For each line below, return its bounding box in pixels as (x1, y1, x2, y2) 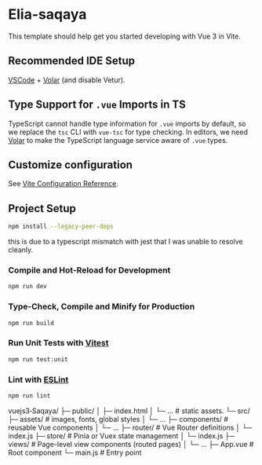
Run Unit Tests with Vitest (8, 338, 109, 349)
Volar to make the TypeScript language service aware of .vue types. (8, 135, 228, 145)
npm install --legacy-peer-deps (8, 222, 114, 231)
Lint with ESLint (8, 374, 69, 385)
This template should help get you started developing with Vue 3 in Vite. (8, 31, 242, 41)
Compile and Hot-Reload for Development (8, 265, 171, 276)
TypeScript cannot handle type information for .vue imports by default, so (8, 119, 246, 128)
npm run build (8, 319, 55, 327)
